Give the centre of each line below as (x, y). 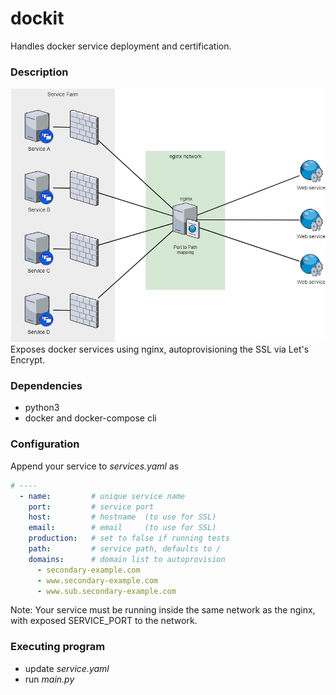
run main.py (49, 679)
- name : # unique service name (102, 496)
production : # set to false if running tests (129, 538)
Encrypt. (28, 360)
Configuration (45, 444)
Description (39, 72)
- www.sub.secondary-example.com (106, 591)
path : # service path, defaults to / (125, 549)
